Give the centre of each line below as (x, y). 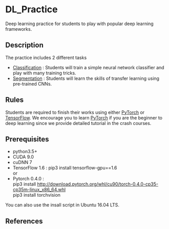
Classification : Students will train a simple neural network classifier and (89, 67)
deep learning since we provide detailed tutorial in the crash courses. (78, 123)
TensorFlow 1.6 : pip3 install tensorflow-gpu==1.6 (65, 168)
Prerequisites (27, 139)
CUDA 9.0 (23, 157)
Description (24, 45)
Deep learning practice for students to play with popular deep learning (79, 24)
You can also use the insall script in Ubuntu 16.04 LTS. (62, 205)
